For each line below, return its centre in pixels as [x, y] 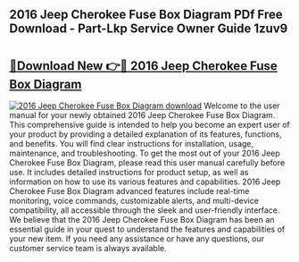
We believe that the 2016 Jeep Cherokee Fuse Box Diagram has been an [142, 220]
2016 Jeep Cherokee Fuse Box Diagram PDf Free [146, 15]
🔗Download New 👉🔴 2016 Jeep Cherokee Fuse [144, 66]
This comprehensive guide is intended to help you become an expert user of [149, 125]
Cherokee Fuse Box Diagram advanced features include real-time [129, 191]
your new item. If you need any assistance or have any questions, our [137, 239]
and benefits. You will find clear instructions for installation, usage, [132, 144]
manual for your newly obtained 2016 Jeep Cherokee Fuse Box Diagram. [142, 115]
